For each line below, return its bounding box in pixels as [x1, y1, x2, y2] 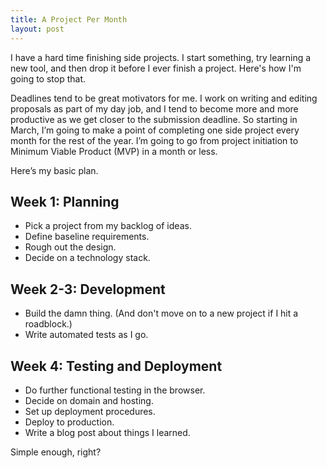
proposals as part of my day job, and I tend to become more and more [10, 102, 299, 115]
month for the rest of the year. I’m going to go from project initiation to [10, 134, 299, 146]
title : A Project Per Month [10, 14, 128, 25]
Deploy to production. [24, 416, 115, 428]
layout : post [10, 24, 65, 34]
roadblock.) [24, 318, 73, 330]
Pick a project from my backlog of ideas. [24, 220, 192, 232]
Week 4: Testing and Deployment [10, 357, 223, 375]
